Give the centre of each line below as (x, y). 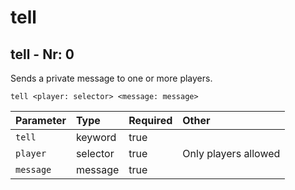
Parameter (41, 120)
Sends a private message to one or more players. (111, 78)
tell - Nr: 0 (42, 54)
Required (150, 120)
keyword (96, 137)
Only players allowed (231, 153)
